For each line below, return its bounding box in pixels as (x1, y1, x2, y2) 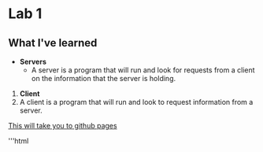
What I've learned (8, 36, 98, 50)
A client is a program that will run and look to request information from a (19, 98, 254, 106)
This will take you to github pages (8, 121, 117, 130)
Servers (19, 57, 47, 66)
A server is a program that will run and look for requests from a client (31, 65, 255, 75)
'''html (8, 136, 29, 146)
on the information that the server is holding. (31, 74, 176, 83)
